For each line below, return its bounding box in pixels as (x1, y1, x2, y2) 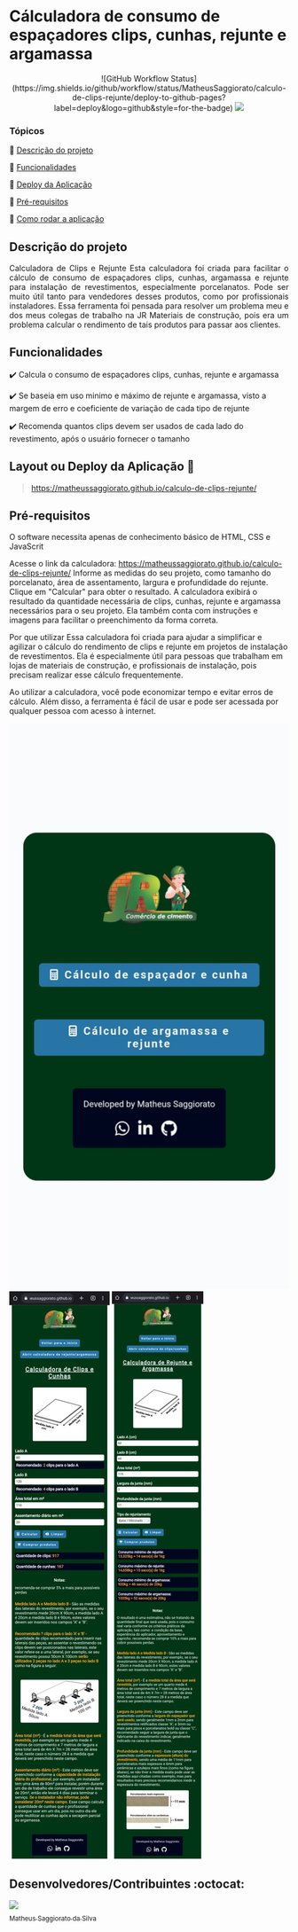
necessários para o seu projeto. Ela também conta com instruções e (9, 606, 259, 616)
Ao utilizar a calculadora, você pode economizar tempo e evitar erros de (9, 687, 273, 698)
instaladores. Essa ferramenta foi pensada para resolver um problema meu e (9, 301, 289, 311)
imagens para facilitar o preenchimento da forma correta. (9, 614, 219, 626)
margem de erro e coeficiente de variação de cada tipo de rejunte (9, 403, 250, 413)
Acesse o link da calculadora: (9, 559, 117, 569)
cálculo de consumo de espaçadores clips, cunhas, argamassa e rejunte (9, 272, 289, 283)
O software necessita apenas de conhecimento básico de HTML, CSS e (9, 532, 271, 543)
